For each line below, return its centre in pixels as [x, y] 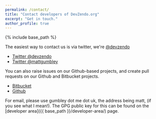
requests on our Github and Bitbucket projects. [52, 76]
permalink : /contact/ [27, 10]
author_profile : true [27, 23]
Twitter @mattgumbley [35, 61]
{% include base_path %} [31, 37]
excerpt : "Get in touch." [31, 19]
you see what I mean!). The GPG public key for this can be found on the [77, 106]
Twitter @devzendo [32, 57]
